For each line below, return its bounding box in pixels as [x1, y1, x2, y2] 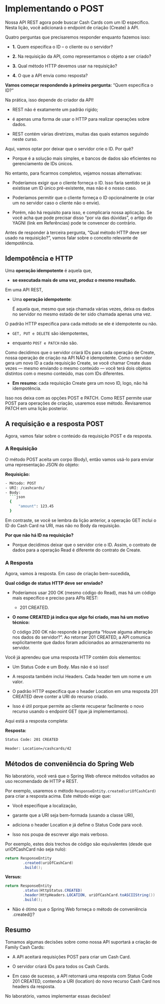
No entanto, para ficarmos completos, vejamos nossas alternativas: [5, 170, 142, 176]
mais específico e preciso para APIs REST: [12, 595, 99, 601]
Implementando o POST [5, 3, 104, 14]
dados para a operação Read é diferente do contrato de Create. [12, 547, 141, 553]
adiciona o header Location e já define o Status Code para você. [12, 821, 143, 827]
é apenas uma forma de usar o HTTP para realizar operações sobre [12, 116, 150, 122]
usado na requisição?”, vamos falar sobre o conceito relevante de [5, 234, 138, 240]
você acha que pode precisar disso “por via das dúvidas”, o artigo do [12, 215, 153, 221]
